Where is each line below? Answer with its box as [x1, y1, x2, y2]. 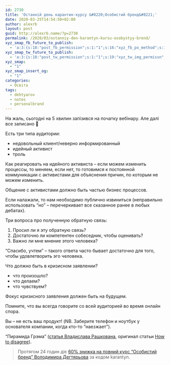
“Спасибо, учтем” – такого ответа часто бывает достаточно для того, [5, 248, 155, 254]
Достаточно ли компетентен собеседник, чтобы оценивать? [12, 232, 143, 238]
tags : [5, 87, 17, 93]
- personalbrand [10, 102, 44, 107]
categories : [5, 78, 30, 83]
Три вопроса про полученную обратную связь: [5, 217, 108, 223]
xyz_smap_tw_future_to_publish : [5, 50, 73, 55]
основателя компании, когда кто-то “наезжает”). [5, 323, 111, 330]
